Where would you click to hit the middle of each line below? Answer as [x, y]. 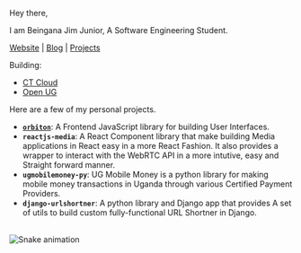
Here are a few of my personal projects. [83, 109]
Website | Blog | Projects [55, 48]
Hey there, [29, 13]
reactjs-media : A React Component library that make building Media [149, 136]
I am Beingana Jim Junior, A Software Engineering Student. [119, 30]
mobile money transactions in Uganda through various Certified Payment [157, 184]
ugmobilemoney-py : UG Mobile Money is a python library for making [146, 174]
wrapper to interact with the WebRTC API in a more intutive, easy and [150, 155]
